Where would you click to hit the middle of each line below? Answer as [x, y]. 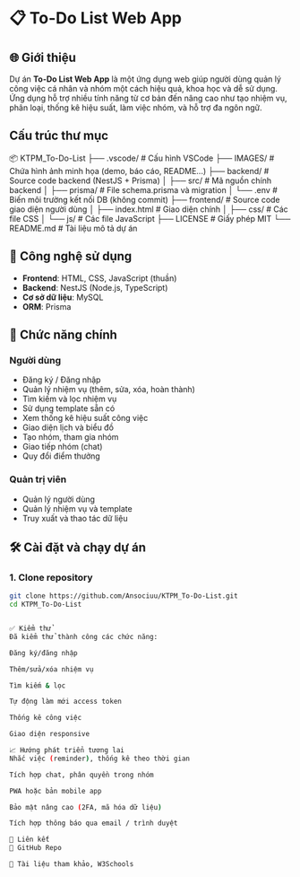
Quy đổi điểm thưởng [61, 456]
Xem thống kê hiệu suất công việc [85, 418]
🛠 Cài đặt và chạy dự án [77, 548]
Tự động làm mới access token [66, 702]
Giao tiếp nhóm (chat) [62, 447]
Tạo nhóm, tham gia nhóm [70, 437]
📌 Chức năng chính [64, 335]
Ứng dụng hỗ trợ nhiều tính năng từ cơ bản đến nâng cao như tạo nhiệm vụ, [148, 98]
